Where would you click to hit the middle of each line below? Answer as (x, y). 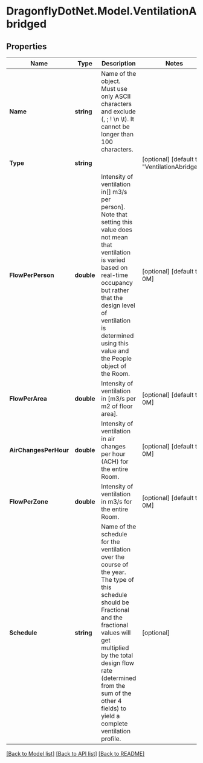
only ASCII (116, 96)
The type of (118, 580)
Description (119, 63)
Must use (114, 89)
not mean (114, 237)
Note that (114, 215)
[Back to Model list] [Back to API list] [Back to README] (76, 754)
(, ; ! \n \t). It (118, 119)
